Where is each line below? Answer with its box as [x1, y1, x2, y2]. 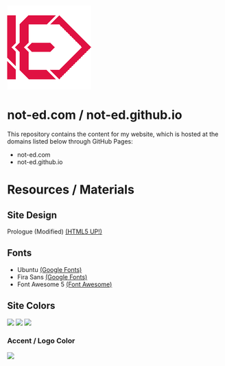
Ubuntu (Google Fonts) [16, 265, 82, 273]
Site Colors [7, 300, 56, 312]
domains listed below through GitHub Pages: [7, 137, 133, 146]
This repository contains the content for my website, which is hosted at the [7, 130, 219, 138]
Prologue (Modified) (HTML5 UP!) [7, 227, 103, 236]
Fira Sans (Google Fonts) [16, 273, 88, 281]
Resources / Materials [7, 182, 135, 198]
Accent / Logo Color [7, 336, 75, 345]
